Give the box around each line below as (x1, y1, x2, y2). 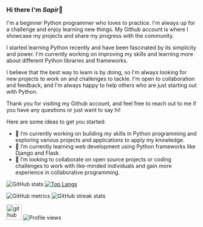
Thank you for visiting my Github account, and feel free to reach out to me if (6, 100, 196, 107)
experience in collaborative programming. (15, 169, 120, 176)
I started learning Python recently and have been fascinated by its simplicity (6, 44, 196, 51)
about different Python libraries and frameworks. (6, 57, 128, 65)
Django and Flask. (15, 149, 61, 157)
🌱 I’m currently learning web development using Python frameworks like (15, 143, 196, 150)
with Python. (6, 88, 38, 96)
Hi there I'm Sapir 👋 (6, 5, 63, 14)
